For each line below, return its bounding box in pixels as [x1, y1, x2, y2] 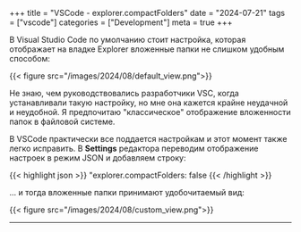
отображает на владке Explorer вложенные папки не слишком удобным [9, 44, 285, 54]
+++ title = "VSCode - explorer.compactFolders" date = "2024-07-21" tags [9, 8, 285, 18]
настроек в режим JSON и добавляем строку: [9, 153, 186, 163]
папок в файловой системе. [9, 116, 116, 127]
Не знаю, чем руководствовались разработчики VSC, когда [9, 88, 239, 98]
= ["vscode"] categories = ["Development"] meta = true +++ [9, 17, 233, 28]
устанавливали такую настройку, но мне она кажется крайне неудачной [9, 97, 288, 108]
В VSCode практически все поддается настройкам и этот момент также [9, 134, 288, 144]
